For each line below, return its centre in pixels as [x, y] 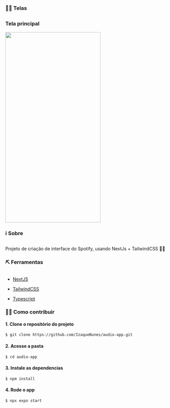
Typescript [24, 299]
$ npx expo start [24, 401]
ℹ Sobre [14, 233]
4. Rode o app [20, 390]
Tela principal [22, 24]
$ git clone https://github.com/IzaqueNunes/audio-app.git [69, 335]
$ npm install [20, 379]
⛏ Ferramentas [24, 262]
